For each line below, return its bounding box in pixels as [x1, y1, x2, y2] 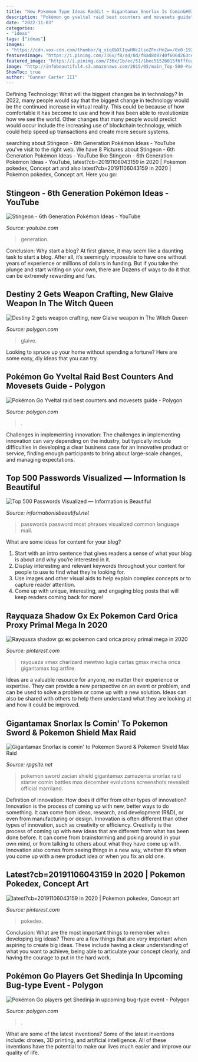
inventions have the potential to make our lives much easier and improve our [6, 1043, 192, 1050]
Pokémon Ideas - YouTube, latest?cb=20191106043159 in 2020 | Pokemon [6, 159, 187, 166]
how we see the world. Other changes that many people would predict [6, 116, 177, 123]
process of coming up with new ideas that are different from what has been [6, 828, 190, 834]
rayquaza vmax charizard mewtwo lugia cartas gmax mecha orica [20, 659, 181, 666]
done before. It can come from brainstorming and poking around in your [6, 834, 181, 841]
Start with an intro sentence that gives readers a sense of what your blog [14, 550, 192, 557]
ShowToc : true [6, 69, 41, 75]
